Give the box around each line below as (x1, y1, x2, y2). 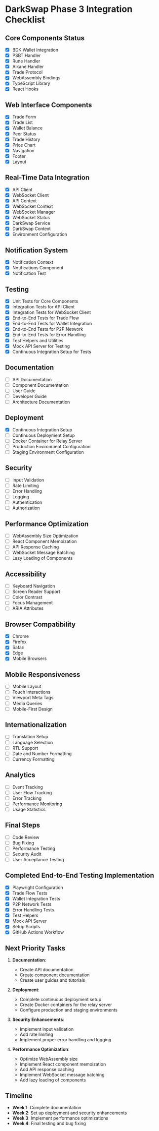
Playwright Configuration (12, 884, 63, 891)
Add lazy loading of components (19, 1077, 86, 1083)
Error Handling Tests (12, 907, 54, 913)
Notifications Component (12, 265, 64, 271)
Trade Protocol (12, 69, 43, 75)
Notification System (5, 246, 68, 254)
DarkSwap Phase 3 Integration (5, 3, 133, 15)
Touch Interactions (12, 689, 51, 695)
